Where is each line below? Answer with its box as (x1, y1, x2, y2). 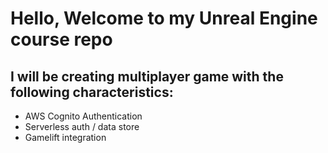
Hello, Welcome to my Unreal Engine (10, 7, 318, 30)
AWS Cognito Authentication (24, 110, 143, 122)
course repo (10, 28, 113, 51)
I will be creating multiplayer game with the (10, 68, 284, 85)
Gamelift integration (24, 132, 107, 143)
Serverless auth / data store (24, 121, 140, 132)
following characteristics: (10, 83, 174, 101)
